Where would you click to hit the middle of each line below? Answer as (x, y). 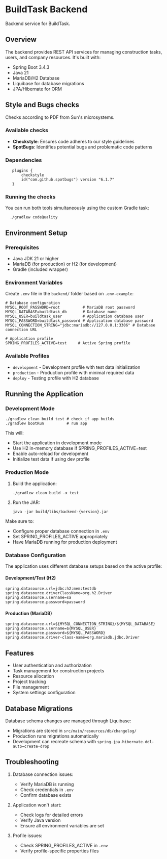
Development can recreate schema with (54, 742)
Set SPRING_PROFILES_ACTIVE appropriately (60, 536)
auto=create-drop (31, 747)
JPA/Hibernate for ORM (37, 89)
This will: (14, 433)
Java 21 (21, 72)
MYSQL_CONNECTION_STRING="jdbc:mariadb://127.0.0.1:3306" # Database (80, 325)
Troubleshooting (32, 762)
